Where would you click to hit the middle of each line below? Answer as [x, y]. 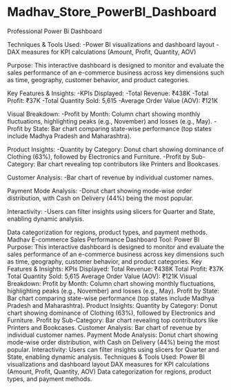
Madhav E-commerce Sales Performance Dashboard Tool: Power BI [103, 240]
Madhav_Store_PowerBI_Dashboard [112, 12]
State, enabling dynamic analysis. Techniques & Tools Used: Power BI [106, 357]
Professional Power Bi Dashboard [54, 31]
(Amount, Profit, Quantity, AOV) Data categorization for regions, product [109, 371]
